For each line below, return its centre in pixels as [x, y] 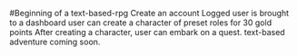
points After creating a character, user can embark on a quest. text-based [147, 32]
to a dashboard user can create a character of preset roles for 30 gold [141, 23]
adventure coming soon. [55, 42]
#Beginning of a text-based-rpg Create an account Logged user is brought [149, 13]
